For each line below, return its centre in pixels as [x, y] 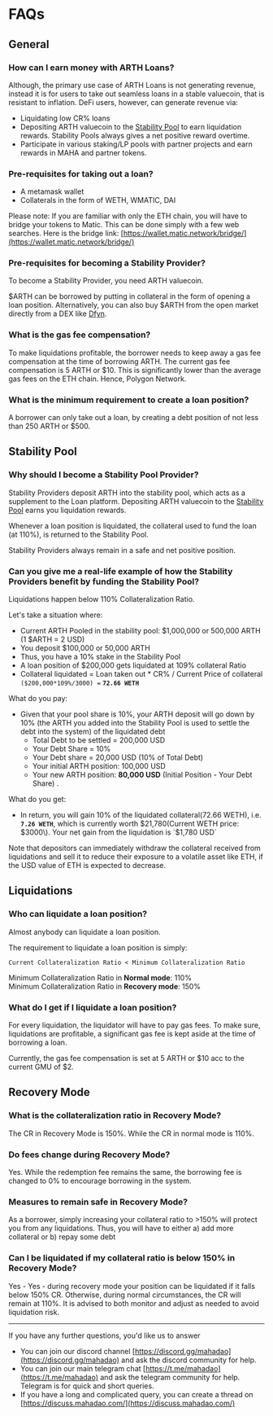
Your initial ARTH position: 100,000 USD [99, 766]
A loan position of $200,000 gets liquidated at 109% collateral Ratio [133, 665]
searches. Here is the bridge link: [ [66, 234]
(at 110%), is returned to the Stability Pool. [78, 534]
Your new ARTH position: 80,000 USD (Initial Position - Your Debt [142, 775]
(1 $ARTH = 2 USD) [52, 639]
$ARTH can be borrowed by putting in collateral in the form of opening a [129, 296]
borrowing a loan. [38, 1042]
